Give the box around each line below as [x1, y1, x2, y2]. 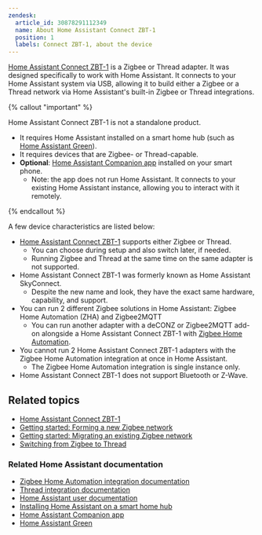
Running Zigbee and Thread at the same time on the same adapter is [31, 254, 253, 263]
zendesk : [8, 11, 37, 20]
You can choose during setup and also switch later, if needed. [31, 245, 231, 255]
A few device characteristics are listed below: [8, 222, 155, 232]
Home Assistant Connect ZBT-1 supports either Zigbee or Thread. [19, 237, 232, 247]
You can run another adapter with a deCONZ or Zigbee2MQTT [31, 321, 233, 330]
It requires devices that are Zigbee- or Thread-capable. [19, 150, 198, 159]
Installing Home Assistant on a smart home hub [19, 502, 173, 511]
